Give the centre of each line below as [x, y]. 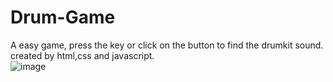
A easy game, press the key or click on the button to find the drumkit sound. [167, 45]
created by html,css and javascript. [82, 55]
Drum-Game [63, 17]
